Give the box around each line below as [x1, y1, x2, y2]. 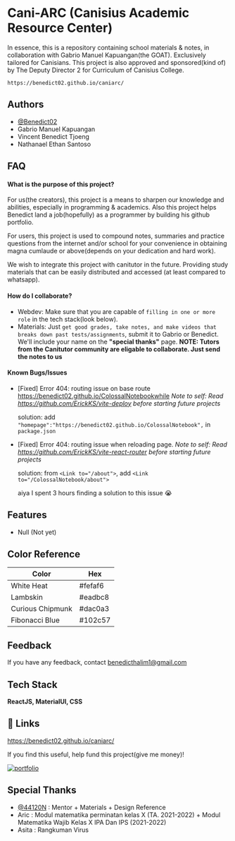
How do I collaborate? [7, 291, 72, 300]
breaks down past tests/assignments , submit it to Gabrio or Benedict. [17, 329, 220, 338]
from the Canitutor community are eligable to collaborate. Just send [17, 344, 220, 353]
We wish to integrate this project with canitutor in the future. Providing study [7, 260, 229, 269]
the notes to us [17, 352, 63, 361]
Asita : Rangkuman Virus [17, 825, 89, 834]
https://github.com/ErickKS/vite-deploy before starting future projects [17, 399, 221, 407]
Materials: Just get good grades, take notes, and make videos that [17, 322, 217, 331]
